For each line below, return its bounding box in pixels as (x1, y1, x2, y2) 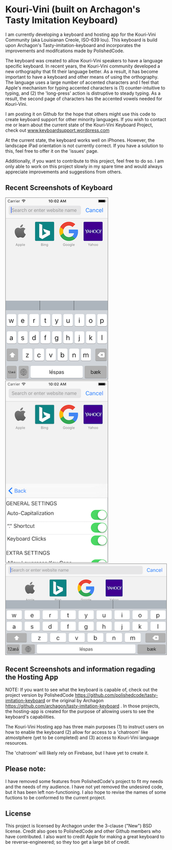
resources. (5, 740, 28, 746)
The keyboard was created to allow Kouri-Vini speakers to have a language (5, 57, 163, 63)
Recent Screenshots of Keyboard (5, 183, 113, 192)
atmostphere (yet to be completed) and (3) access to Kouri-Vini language (5, 734, 159, 741)
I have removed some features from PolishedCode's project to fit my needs (5, 778, 163, 784)
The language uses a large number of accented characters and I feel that (5, 79, 159, 85)
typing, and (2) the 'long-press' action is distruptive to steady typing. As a (5, 90, 161, 96)
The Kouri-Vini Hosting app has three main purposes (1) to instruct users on (5, 723, 164, 729)
